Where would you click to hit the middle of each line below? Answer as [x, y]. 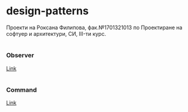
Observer [20, 55]
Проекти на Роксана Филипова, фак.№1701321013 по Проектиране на [94, 27]
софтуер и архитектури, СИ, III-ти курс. [56, 33]
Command [21, 89]
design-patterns [48, 11]
